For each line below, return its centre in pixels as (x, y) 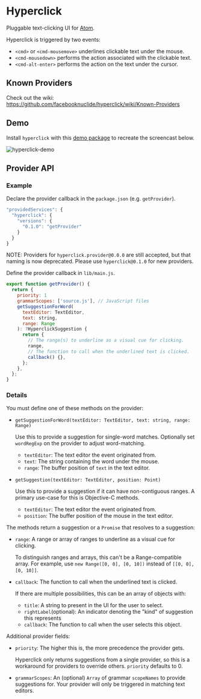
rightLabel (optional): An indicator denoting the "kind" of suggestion (109, 612)
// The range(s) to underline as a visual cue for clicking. (106, 340)
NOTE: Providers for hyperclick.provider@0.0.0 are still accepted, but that (98, 255)
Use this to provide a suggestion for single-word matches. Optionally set (105, 437)
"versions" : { (35, 221)
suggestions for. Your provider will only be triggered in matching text (100, 685)
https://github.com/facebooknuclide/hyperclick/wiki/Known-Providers (93, 104)
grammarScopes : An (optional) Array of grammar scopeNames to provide (100, 678)
